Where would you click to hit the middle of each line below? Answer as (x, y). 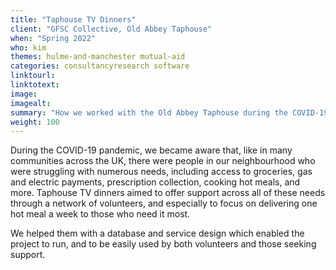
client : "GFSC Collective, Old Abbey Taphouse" (111, 29)
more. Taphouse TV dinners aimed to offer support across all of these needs (168, 193)
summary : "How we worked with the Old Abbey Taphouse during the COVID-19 (169, 112)
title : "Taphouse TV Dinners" (73, 19)
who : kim (28, 47)
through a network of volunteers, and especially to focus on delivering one (164, 203)
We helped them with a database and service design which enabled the (157, 233)
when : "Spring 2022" (53, 38)
